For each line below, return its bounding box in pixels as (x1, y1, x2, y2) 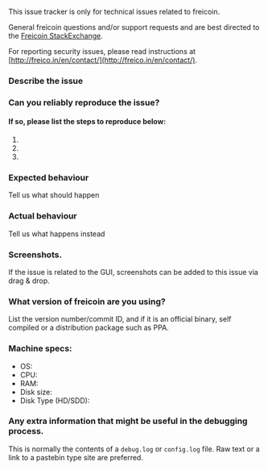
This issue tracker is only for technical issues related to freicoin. (8, 7, 221, 16)
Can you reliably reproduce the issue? (8, 97, 160, 108)
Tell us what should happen (8, 190, 100, 200)
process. (8, 426, 44, 437)
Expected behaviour (8, 172, 89, 183)
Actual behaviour (8, 210, 78, 222)
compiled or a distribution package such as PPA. (8, 322, 169, 333)
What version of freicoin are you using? (8, 296, 167, 307)
